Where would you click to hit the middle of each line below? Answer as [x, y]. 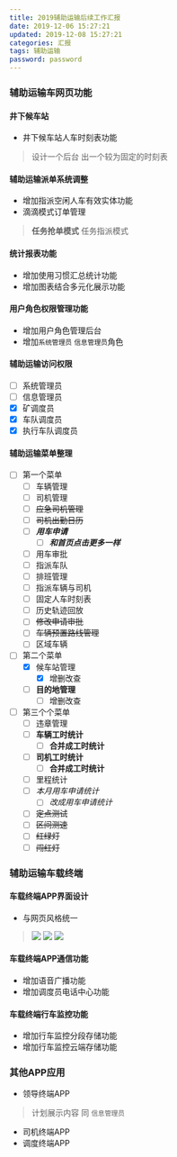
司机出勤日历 [59, 520]
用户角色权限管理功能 [49, 309]
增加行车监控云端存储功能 [70, 1047]
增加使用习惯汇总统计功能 [70, 275]
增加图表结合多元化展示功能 [74, 286]
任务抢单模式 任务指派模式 [80, 231]
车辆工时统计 [59, 734]
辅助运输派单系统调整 [49, 179]
